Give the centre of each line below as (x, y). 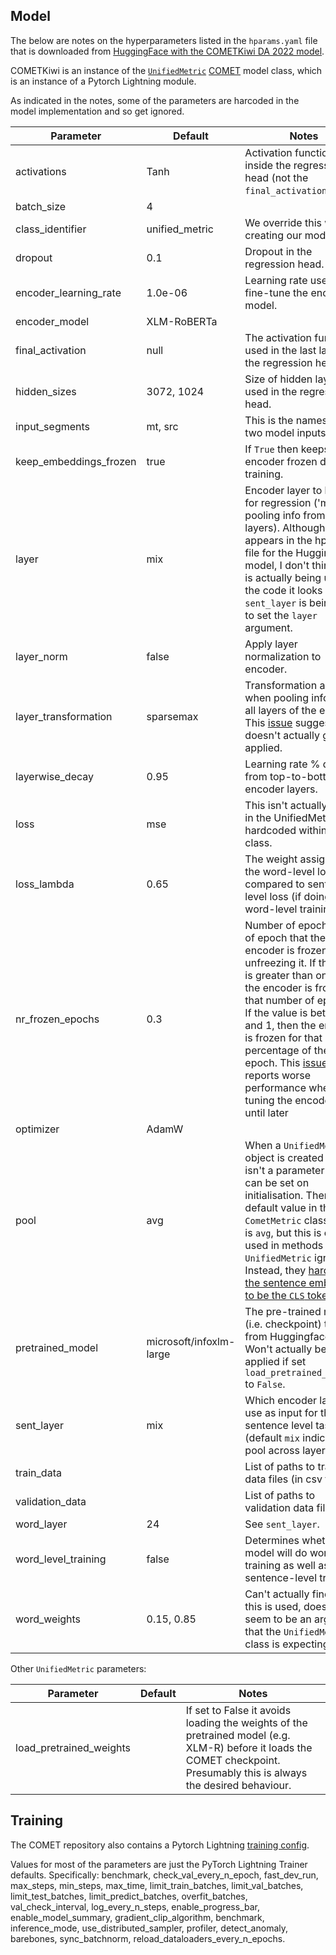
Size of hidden (278, 379)
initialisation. (274, 1195)
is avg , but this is (283, 1232)
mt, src (162, 426)
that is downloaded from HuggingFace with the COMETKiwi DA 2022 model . (167, 51)
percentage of (278, 1050)
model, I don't (277, 565)
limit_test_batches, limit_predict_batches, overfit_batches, (129, 1896)
